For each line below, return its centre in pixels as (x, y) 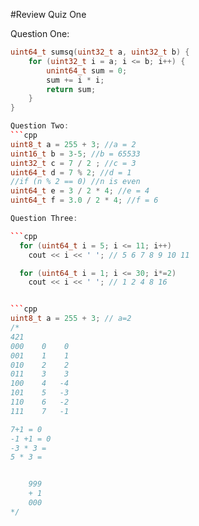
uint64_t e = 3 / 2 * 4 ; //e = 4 (80, 191)
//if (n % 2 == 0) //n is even (75, 182)
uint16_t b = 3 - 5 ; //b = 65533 (75, 154)
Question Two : (40, 126)
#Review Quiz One (48, 14)
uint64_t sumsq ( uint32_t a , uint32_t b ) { (100, 52)
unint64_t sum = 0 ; (87, 70)
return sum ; (71, 89)
